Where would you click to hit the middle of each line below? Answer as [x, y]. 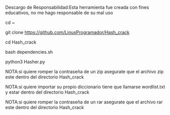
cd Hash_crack [21, 42]
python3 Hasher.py [25, 62]
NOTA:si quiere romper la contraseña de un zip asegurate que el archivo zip [84, 71]
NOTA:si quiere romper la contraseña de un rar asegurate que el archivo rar [84, 102]
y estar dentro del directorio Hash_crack [47, 92]
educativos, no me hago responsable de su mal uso [59, 13]
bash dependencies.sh [29, 52]
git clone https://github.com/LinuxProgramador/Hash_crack [67, 32]
